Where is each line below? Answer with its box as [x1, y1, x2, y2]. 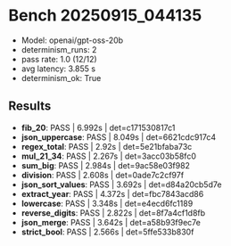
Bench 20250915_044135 [8, 5, 202, 26]
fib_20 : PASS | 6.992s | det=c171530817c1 [21, 122, 176, 133]
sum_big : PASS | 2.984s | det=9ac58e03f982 [21, 160, 191, 170]
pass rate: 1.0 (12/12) [21, 53, 97, 64]
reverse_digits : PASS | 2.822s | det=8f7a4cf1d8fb [21, 207, 206, 218]
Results [8, 99, 52, 114]
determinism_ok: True [21, 72, 102, 83]
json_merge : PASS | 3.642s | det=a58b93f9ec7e [21, 217, 202, 227]
